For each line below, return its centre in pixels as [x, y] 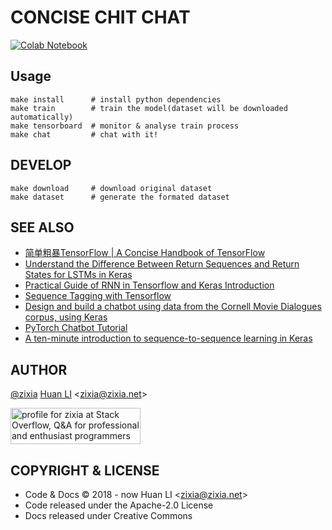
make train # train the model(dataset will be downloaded [149, 108]
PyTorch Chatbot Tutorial [76, 328]
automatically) [42, 117]
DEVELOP [41, 165]
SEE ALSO [42, 227]
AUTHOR [39, 369]
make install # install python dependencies [116, 99]
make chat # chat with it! [84, 134]
